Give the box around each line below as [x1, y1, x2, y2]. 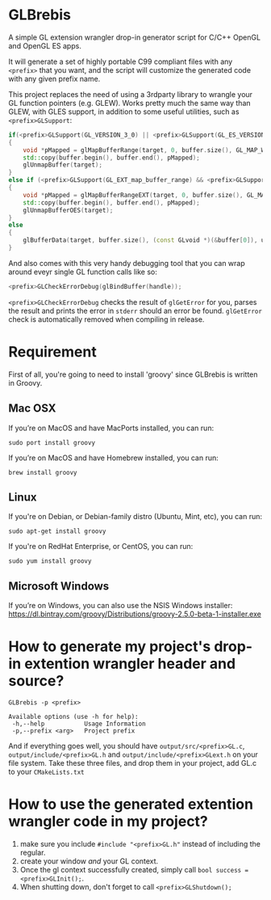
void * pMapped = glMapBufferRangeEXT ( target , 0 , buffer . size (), [23, 191, 244, 199]
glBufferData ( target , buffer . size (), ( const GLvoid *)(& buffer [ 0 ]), [23, 236, 258, 244]
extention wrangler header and [23, 655, 236, 673]
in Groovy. [8, 378, 43, 387]
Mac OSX [8, 402, 56, 416]
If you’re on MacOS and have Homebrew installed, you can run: [8, 453, 219, 463]
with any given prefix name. [8, 74, 101, 83]
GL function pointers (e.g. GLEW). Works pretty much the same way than [8, 98, 252, 108]
